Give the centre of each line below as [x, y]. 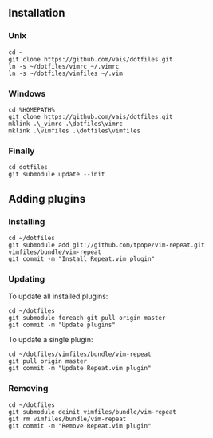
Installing [27, 221]
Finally [22, 151]
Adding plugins [47, 199]
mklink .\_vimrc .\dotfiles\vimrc [66, 124]
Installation [37, 13]
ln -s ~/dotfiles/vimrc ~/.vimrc [64, 66]
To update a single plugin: [51, 340]
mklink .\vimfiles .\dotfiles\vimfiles [75, 131]
